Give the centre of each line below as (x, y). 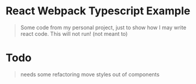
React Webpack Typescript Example (98, 11)
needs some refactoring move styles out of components (90, 74)
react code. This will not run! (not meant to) (74, 33)
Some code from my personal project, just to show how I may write (103, 27)
